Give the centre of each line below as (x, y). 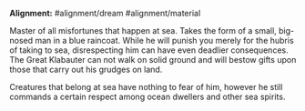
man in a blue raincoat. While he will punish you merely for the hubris (164, 40)
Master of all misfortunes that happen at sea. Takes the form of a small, (143, 30)
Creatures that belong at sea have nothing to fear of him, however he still (146, 87)
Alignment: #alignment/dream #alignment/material (105, 13)
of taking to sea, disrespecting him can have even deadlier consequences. (149, 50)
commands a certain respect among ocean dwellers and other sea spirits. (147, 96)
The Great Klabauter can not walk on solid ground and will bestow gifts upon (153, 60)
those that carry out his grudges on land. (86, 69)
